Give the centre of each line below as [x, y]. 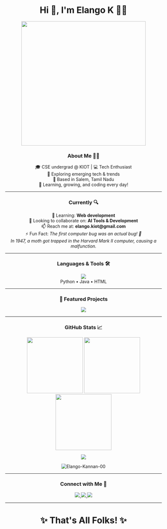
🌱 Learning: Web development [83, 215]
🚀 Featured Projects [83, 299]
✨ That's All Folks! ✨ [83, 520]
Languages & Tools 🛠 [83, 264]
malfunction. [83, 246]
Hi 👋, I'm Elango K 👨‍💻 [83, 10]
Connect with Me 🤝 [83, 484]
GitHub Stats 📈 [83, 328]
